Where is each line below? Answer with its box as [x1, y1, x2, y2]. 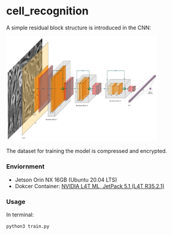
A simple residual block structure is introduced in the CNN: [6, 24, 152, 31]
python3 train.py [6, 224, 50, 230]
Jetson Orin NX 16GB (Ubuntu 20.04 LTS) [14, 176, 117, 183]
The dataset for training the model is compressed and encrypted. [6, 147, 167, 155]
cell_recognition [6, 4, 89, 18]
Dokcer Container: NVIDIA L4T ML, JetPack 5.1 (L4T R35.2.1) [14, 182, 165, 189]
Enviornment [6, 162, 45, 171]
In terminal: [6, 211, 34, 218]
